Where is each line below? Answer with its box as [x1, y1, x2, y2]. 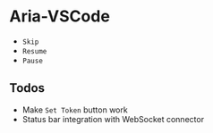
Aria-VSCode [9, 6, 110, 27]
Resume [21, 46, 47, 55]
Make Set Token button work [21, 104, 128, 115]
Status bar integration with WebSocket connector [21, 113, 204, 124]
